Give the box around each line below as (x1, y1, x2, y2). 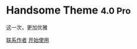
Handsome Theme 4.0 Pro (6, 4, 131, 17)
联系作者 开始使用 (6, 36, 49, 43)
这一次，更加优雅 (6, 24, 48, 31)
